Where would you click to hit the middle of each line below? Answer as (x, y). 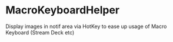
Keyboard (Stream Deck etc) (40, 32)
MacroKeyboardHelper (63, 10)
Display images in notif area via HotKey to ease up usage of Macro (86, 26)
